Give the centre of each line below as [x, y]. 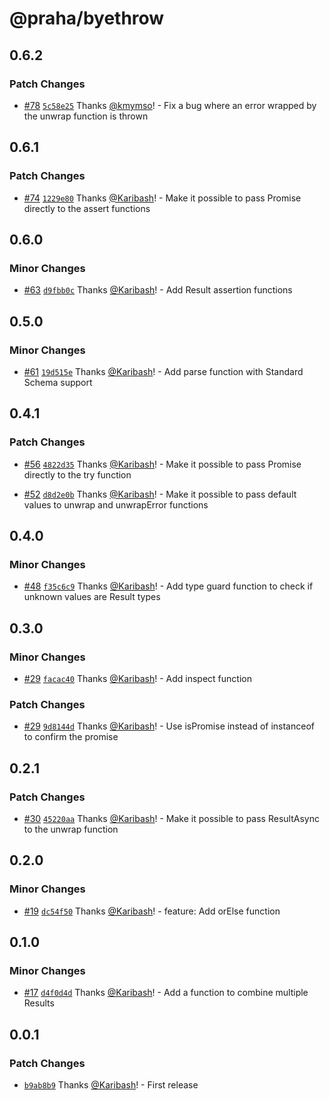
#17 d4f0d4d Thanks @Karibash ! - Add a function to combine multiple [166, 993]
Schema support [58, 382]
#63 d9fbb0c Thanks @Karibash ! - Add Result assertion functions [158, 290]
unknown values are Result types [92, 597]
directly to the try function [77, 474]
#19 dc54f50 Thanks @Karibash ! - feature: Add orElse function [152, 911]
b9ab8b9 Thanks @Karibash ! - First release [111, 1085]
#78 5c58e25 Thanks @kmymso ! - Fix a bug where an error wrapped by [170, 105]
